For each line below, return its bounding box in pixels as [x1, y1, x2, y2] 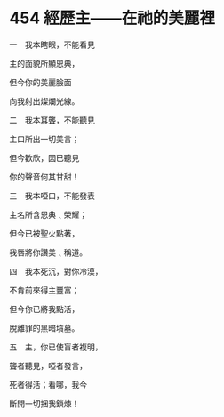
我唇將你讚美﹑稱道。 [9, 246, 87, 258]
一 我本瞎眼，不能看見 [9, 39, 95, 50]
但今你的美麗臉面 [9, 76, 72, 87]
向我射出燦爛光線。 [9, 95, 80, 107]
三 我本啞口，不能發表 [9, 190, 95, 201]
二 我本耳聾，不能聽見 [9, 115, 95, 125]
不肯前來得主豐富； [9, 285, 80, 295]
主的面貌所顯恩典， [9, 58, 80, 68]
